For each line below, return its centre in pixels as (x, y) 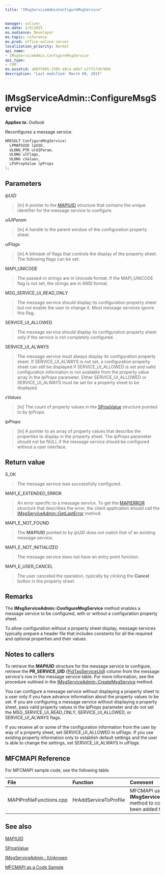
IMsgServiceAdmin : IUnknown (36, 857)
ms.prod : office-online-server (37, 42)
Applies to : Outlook (25, 122)
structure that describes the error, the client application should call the (88, 508)
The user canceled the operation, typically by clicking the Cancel (83, 576)
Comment (142, 782)
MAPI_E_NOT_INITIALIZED (32, 547)
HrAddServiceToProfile (99, 800)
